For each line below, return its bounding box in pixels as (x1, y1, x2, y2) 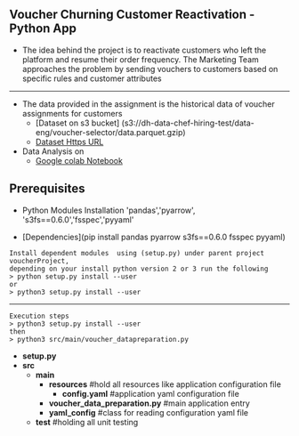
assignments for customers (21, 108, 123, 118)
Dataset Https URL (35, 136, 104, 147)
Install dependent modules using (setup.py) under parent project (9, 248, 265, 257)
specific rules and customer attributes (21, 73, 162, 84)
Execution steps (9, 311, 69, 320)
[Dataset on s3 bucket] (35, 117, 120, 128)
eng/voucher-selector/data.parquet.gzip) (35, 126, 186, 137)
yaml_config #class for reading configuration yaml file (48, 407, 249, 417)
